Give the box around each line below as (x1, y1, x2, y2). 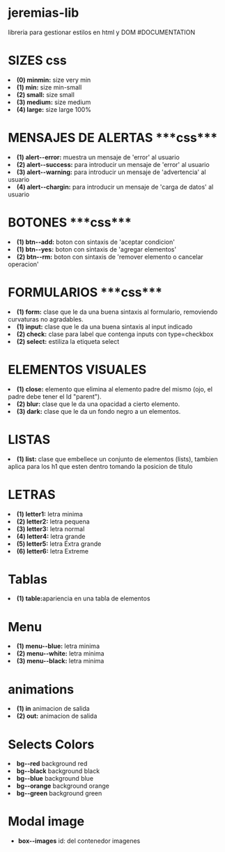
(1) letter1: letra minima (17, 510, 83, 518)
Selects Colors (8, 736, 95, 752)
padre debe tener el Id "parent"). (8, 392, 102, 400)
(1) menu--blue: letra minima (17, 642, 100, 651)
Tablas (8, 571, 48, 587)
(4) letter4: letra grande (17, 532, 86, 540)
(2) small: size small (17, 90, 75, 99)
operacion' (8, 260, 39, 268)
